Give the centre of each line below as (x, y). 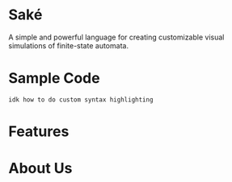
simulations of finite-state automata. (69, 45)
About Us (40, 169)
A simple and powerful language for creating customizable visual (116, 37)
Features (39, 132)
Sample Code (54, 79)
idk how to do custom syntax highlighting (81, 99)
